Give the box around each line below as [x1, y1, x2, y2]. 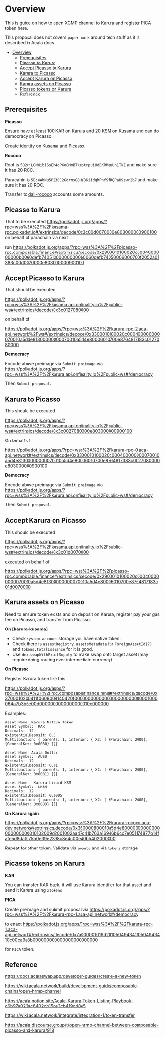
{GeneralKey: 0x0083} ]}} [5, 801, 58, 807]
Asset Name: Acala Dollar [5, 750, 58, 755]
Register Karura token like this [5, 675, 66, 681]
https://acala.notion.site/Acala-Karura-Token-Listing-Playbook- [5, 998, 134, 1004]
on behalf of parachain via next [5, 234, 68, 240]
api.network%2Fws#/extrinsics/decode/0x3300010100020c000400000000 [5, 331, 160, 337]
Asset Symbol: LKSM [5, 784, 48, 789]
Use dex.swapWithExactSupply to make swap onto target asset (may [12, 651, 149, 657]
